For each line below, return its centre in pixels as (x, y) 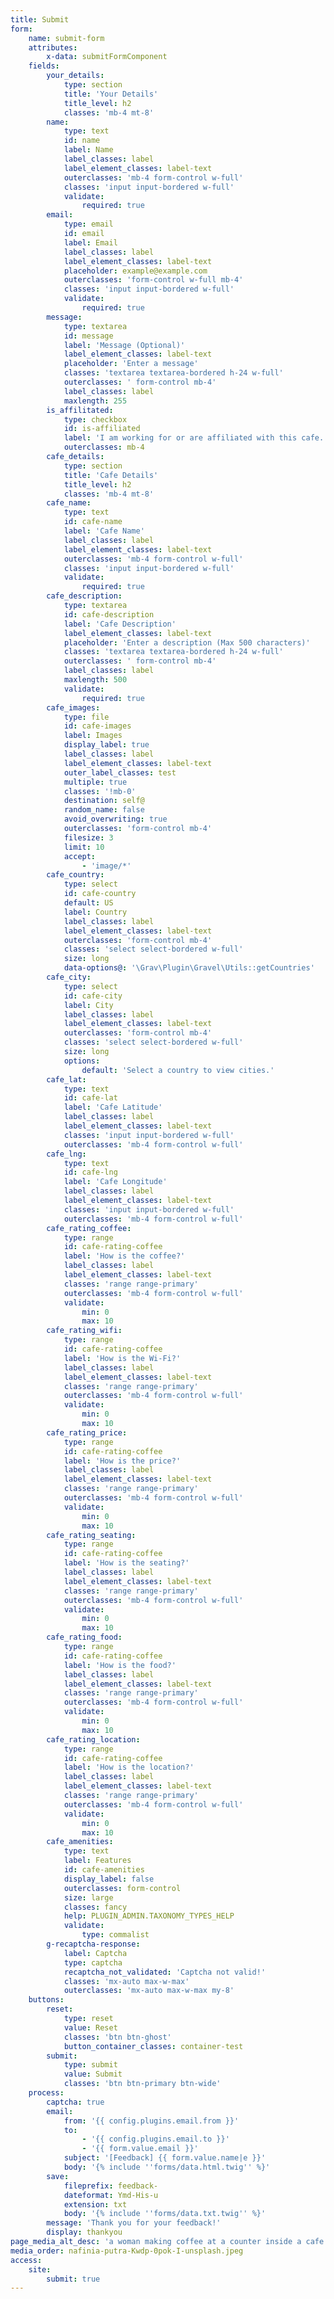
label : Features (97, 1861)
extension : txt (95, 2204)
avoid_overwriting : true (115, 819)
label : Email (90, 242)
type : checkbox (95, 419)
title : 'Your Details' (111, 94)
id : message (88, 336)
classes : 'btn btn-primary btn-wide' (142, 2084)
